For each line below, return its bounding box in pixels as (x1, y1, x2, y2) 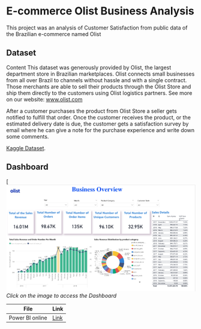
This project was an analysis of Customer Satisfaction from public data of (6, 24, 188, 31)
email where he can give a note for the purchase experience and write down (6, 126, 195, 133)
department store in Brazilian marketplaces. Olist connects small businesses (6, 70, 195, 77)
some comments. (6, 133, 49, 140)
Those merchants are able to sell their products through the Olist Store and (6, 83, 191, 90)
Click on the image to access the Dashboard (6, 292, 117, 299)
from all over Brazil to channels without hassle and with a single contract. (6, 76, 187, 83)
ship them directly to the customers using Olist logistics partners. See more (6, 89, 193, 97)
